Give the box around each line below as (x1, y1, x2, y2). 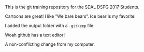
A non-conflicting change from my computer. (5, 41, 95, 47)
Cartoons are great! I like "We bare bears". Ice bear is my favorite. (5, 13, 136, 19)
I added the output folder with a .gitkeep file (5, 23, 94, 28)
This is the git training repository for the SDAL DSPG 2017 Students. (5, 4, 140, 10)
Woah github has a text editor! (5, 32, 65, 38)
